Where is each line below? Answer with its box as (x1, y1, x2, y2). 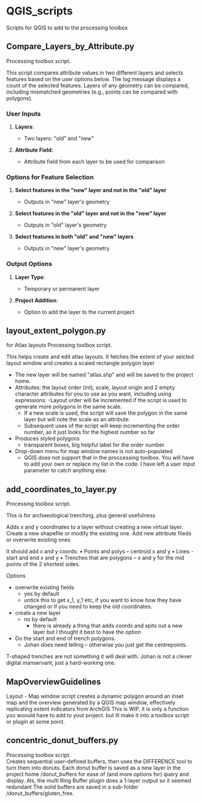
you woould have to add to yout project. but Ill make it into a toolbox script (6, 712, 190, 719)
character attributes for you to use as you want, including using (14, 390, 172, 397)
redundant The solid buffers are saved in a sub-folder (6, 783, 139, 790)
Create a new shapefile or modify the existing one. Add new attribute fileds (6, 530, 192, 537)
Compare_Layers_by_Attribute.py (6, 41, 135, 52)
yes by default (23, 590, 59, 598)
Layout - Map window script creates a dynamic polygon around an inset (6, 693, 184, 700)
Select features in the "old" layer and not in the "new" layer (14, 210, 167, 217)
